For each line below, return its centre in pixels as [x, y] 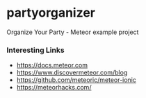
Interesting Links [35, 50]
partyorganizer [51, 13]
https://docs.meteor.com [52, 65]
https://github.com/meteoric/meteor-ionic [76, 80]
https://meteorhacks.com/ [54, 88]
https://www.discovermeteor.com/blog [72, 73]
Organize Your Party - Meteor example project [73, 32]
